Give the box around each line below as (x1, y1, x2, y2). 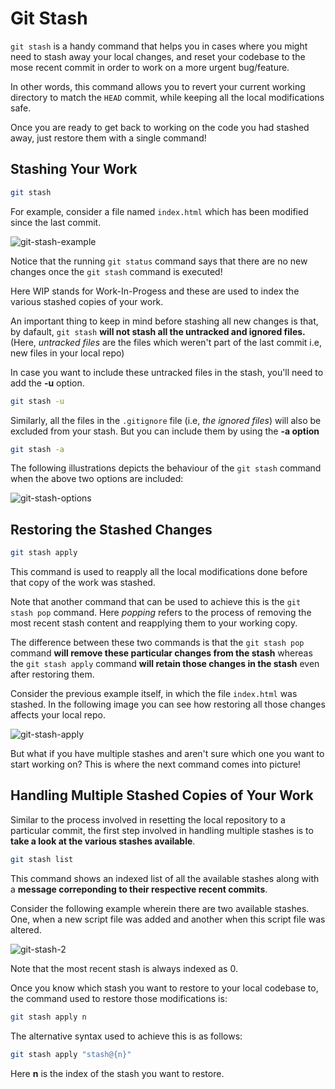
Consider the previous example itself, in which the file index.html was (10, 688, 298, 700)
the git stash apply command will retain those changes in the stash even (10, 658, 320, 670)
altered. (10, 923, 42, 936)
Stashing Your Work (10, 161, 138, 178)
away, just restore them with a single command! (10, 132, 207, 144)
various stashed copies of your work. (10, 295, 164, 307)
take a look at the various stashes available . (10, 835, 196, 847)
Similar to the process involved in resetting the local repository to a (10, 813, 286, 826)
